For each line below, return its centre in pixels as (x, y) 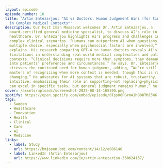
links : (12, 140)
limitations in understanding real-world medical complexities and (79, 54)
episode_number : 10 (25, 14)
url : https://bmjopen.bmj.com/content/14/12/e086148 (68, 149)
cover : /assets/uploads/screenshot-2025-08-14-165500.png (65, 91)
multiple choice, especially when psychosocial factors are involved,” (83, 46)
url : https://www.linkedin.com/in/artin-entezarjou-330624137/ (79, 158)
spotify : (14, 95)
